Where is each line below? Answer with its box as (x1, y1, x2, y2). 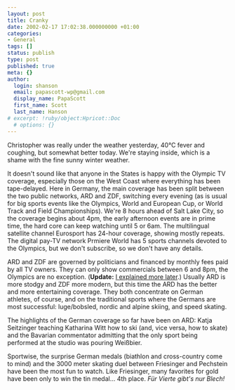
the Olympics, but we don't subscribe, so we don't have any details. (7, 244, 203, 252)
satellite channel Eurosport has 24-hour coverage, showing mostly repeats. (7, 229, 225, 238)
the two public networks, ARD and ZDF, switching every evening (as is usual (7, 191, 228, 200)
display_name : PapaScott (13, 96, 86, 103)
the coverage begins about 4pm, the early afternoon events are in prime (7, 214, 216, 222)
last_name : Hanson (13, 108, 68, 115)
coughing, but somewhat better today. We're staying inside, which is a (7, 148, 210, 157)
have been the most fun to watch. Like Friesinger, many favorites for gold (7, 367, 219, 375)
